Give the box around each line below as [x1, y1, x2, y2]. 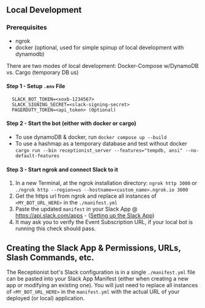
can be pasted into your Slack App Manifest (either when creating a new [6, 275, 188, 282]
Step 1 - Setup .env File [6, 83, 65, 90]
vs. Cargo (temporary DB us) [6, 69, 79, 76]
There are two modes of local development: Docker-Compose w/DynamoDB [6, 62, 199, 69]
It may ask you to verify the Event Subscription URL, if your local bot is [15, 219, 193, 226]
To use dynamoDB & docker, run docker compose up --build [15, 133, 167, 141]
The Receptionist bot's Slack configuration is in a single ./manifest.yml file [6, 269, 196, 276]
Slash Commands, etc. [6, 252, 95, 263]
